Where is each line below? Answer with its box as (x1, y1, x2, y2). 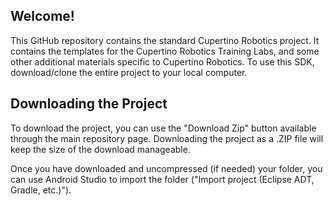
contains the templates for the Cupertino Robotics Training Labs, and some (10, 45, 320, 57)
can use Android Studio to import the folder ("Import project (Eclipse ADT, (10, 173, 315, 185)
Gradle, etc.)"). (10, 184, 72, 196)
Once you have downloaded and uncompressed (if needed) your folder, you (10, 162, 323, 174)
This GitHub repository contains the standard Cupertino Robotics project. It (10, 34, 320, 46)
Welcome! (10, 8, 75, 25)
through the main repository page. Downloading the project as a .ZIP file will (10, 132, 324, 144)
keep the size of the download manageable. (10, 143, 191, 155)
